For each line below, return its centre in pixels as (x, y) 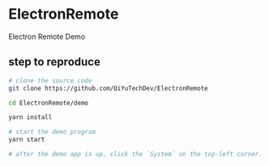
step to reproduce (55, 62)
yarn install (30, 117)
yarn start (27, 140)
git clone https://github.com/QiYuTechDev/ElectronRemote (108, 88)
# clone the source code (50, 81)
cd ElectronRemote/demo (49, 103)
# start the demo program (52, 132)
